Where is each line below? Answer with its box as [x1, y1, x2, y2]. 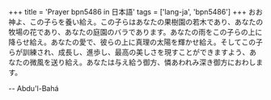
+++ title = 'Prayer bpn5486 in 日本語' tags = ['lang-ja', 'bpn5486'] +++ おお [8, 7, 263, 16]
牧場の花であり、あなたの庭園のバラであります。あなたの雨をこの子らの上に [8, 27, 263, 36]
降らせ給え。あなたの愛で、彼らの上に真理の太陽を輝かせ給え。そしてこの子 [8, 37, 263, 47]
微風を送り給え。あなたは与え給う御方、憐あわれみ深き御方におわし [29, 57, 256, 67]
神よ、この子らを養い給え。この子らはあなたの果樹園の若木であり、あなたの [8, 17, 264, 27]
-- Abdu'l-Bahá [8, 84, 59, 93]
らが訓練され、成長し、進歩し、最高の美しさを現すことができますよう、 [8, 48, 250, 56]
